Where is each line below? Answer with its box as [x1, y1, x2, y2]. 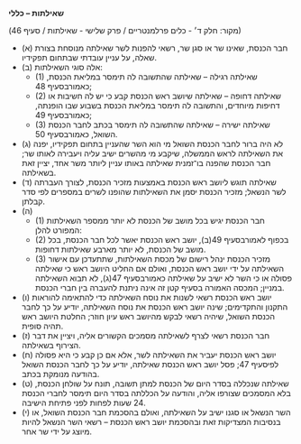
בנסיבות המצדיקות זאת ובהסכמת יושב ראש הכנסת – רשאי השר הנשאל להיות [21, 417, 281, 427]
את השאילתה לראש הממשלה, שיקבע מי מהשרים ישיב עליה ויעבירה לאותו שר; [21, 148, 284, 159]
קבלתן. [21, 196, 46, 207]
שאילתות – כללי [8, 8, 65, 18]
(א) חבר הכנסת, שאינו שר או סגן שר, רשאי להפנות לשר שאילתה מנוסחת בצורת [21, 42, 288, 53]
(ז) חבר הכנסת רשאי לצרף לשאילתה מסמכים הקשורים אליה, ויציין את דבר [21, 330, 270, 341]
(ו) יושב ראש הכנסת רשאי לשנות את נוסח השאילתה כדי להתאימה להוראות [21, 292, 272, 302]
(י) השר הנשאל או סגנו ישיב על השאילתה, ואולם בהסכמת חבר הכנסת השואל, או [21, 407, 291, 418]
